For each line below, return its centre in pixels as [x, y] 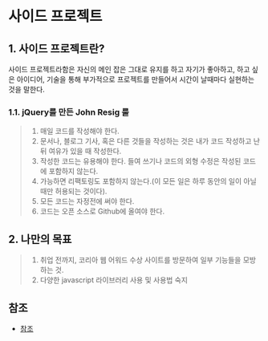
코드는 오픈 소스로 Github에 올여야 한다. [102, 211]
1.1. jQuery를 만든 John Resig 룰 [69, 112]
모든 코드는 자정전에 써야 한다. [87, 201]
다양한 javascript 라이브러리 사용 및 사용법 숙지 [114, 280]
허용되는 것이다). [81, 191]
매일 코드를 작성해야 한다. [80, 131]
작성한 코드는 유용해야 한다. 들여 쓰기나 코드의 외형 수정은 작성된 [140, 161]
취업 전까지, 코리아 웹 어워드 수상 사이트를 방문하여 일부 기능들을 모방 [148, 260]
